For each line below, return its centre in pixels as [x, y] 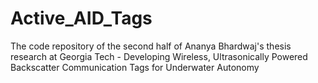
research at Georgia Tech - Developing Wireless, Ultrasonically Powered [159, 56]
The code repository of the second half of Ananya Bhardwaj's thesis [151, 46]
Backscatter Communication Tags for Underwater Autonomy [135, 67]
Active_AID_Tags [81, 18]
